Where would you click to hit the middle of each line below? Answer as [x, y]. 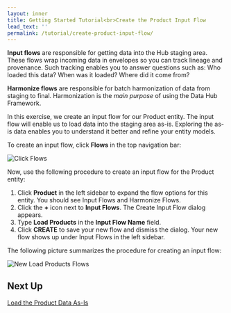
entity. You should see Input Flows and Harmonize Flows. [99, 200]
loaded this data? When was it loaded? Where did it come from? [99, 75]
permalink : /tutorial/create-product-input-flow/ [80, 33]
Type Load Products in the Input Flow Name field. [89, 223]
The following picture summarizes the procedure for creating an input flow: [114, 250]
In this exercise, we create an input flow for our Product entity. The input [111, 117]
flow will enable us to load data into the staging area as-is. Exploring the [110, 124]
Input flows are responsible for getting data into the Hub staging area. [108, 53]
